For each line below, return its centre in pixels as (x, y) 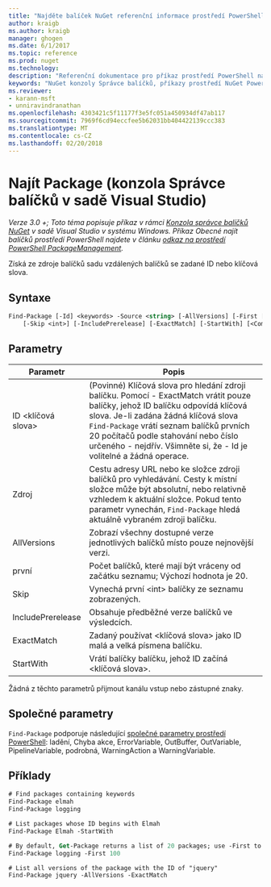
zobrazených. (115, 599)
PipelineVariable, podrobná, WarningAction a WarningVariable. (112, 750)
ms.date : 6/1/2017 (39, 46)
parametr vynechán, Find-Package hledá (165, 509)
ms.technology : (34, 69)
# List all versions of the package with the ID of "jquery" (113, 868)
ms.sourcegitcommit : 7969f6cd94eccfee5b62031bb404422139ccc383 (117, 121)
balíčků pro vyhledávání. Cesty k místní (163, 479)
